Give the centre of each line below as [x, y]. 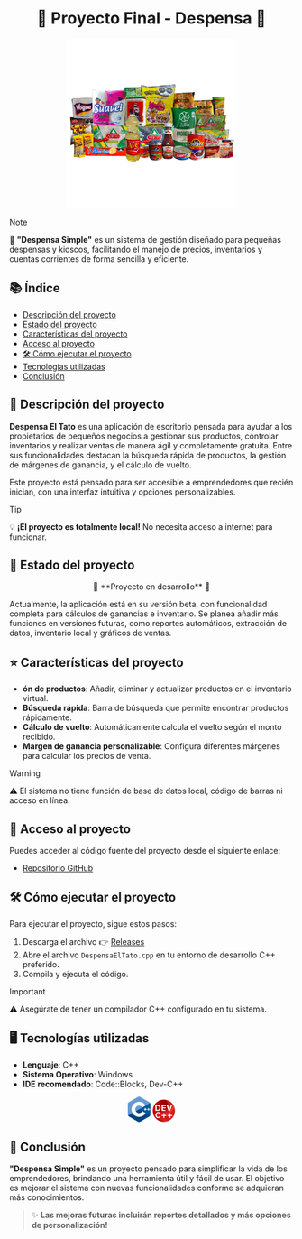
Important [27, 991]
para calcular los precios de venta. [87, 756]
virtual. [35, 698]
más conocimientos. [47, 1197]
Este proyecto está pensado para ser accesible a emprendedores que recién [151, 482]
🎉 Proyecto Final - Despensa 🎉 [151, 18]
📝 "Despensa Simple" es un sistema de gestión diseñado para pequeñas [146, 239]
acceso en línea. [40, 800]
